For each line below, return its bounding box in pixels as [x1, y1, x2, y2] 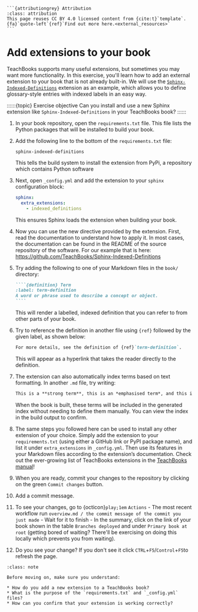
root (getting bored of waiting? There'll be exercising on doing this [15, 529, 177, 536]
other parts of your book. [15, 315, 77, 323]
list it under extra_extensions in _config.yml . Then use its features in [15, 444, 183, 451]
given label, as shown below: [15, 333, 86, 340]
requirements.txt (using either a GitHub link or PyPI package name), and [15, 438, 193, 445]
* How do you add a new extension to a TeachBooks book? [6, 585, 150, 591]
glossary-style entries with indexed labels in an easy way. [6, 90, 147, 97]
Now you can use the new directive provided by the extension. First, [15, 227, 181, 235]
